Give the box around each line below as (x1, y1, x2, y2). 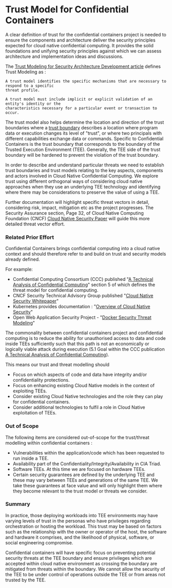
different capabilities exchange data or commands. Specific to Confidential (5, 135, 164, 142)
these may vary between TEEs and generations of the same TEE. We (12, 477, 158, 483)
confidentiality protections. (12, 377, 70, 383)
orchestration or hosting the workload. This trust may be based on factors (5, 523, 162, 529)
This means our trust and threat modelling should (5, 362, 109, 368)
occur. (5, 110, 20, 115)
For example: (5, 266, 33, 273)
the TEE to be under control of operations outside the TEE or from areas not (5, 571, 165, 577)
